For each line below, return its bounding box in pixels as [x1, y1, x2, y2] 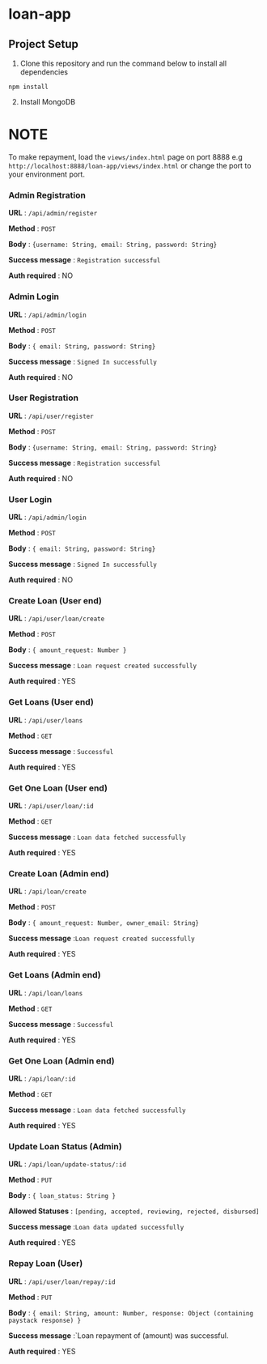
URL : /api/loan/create [8, 886, 87, 896]
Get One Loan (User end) [8, 782, 108, 794]
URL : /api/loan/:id [8, 1073, 76, 1083]
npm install [8, 83, 49, 91]
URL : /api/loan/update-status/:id [8, 1159, 127, 1169]
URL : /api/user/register [8, 411, 95, 420]
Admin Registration [8, 190, 87, 201]
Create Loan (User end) [8, 595, 103, 607]
